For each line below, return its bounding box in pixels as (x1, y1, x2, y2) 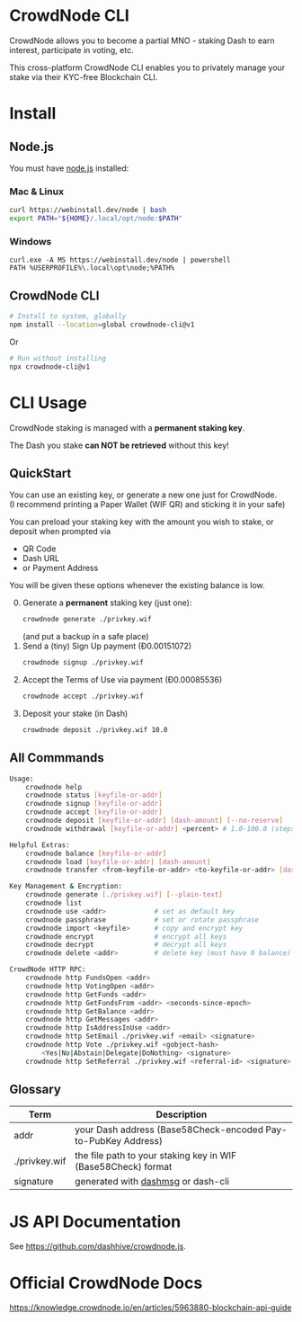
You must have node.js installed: (9, 163, 129, 174)
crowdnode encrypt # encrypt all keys (25, 932, 227, 941)
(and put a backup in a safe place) (22, 631, 150, 642)
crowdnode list (25, 898, 83, 908)
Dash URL (22, 553, 60, 564)
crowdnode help (25, 782, 83, 791)
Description (155, 1108, 208, 1121)
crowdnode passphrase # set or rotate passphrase (25, 915, 259, 925)
